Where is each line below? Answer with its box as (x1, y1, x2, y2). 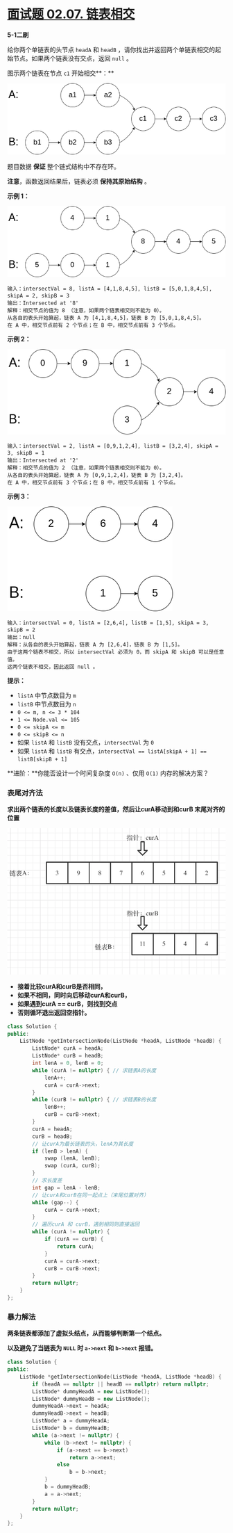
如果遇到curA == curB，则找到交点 (17, 999, 118, 1008)
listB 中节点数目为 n (17, 699, 76, 708)
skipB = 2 (7, 626, 36, 633)
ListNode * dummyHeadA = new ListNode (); (32, 1388, 150, 1395)
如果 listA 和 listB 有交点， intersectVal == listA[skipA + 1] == (17, 747, 207, 755)
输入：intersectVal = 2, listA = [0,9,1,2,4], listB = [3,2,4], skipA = (7, 442, 218, 449)
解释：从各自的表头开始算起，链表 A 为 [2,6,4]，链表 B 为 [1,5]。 (7, 641, 183, 648)
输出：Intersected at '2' (7, 457, 79, 464)
